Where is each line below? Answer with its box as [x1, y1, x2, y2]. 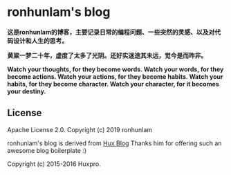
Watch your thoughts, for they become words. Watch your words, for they [7, 65, 224, 73]
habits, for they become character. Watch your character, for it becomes [7, 80, 219, 88]
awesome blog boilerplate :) [7, 146, 87, 154]
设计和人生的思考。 [12, 36, 68, 45]
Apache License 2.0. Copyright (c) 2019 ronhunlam [7, 125, 153, 133]
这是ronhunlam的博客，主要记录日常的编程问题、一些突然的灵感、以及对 [7, 28, 215, 36]
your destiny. [7, 87, 46, 95]
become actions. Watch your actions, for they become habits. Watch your [7, 72, 223, 80]
